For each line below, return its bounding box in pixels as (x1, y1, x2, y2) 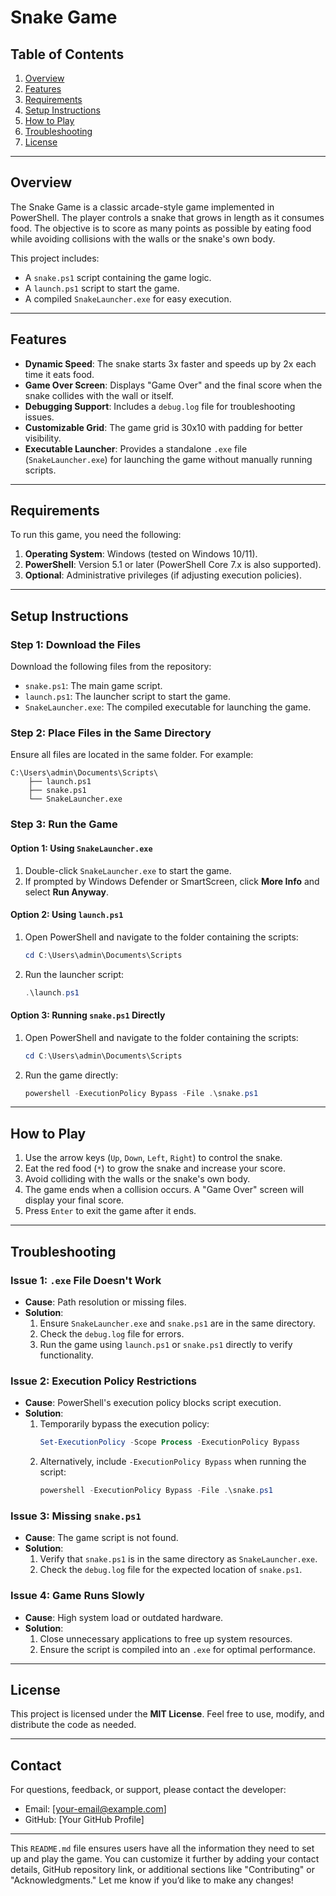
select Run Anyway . (24, 886, 109, 898)
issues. (24, 411, 55, 423)
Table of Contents (10, 46, 125, 63)
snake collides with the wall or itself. (24, 389, 174, 401)
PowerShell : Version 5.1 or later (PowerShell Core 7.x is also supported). (24, 559, 322, 571)
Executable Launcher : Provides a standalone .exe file (24, 442, 248, 455)
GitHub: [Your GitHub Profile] (24, 1814, 145, 1826)
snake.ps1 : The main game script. (24, 680, 163, 692)
